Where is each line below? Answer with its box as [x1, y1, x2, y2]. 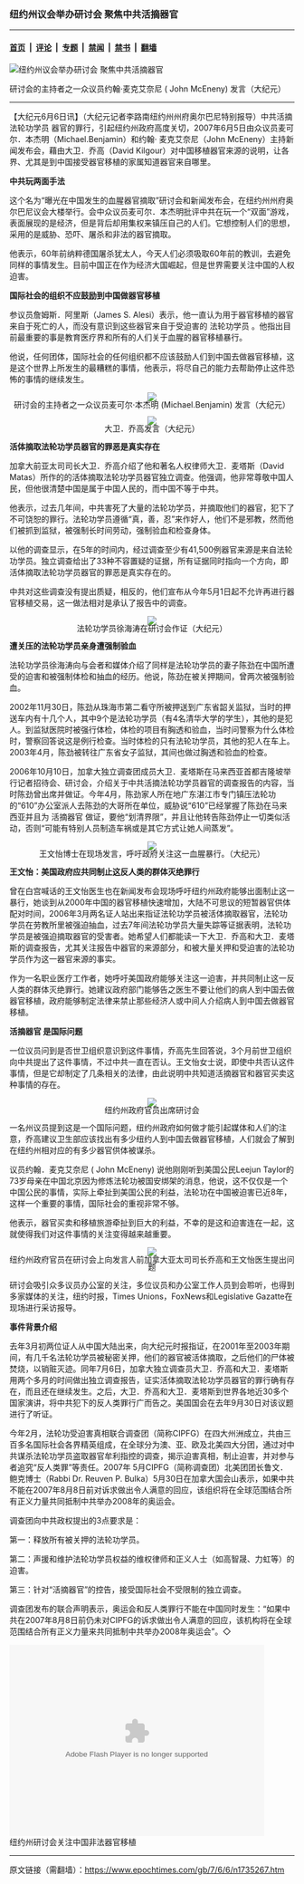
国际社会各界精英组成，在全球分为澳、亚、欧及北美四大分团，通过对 [33, 1438, 287, 1450]
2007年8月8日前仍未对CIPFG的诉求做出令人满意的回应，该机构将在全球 [24, 1614, 292, 1625]
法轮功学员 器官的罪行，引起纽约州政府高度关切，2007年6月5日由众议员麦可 [9, 122, 294, 133]
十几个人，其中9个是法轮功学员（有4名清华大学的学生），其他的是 [40, 713, 285, 724]
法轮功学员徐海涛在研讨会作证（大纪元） [76, 622, 228, 633]
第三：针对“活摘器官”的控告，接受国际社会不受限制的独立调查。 [9, 1583, 247, 1595]
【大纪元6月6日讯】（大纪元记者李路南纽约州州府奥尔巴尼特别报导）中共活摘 [9, 111, 293, 121]
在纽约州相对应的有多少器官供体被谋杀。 [9, 1145, 160, 1156]
